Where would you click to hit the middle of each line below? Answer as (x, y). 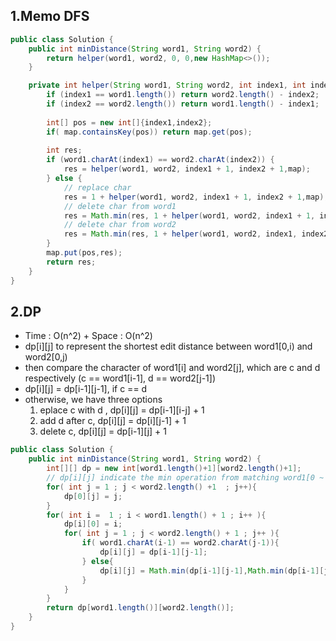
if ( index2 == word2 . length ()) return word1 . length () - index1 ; (183, 104)
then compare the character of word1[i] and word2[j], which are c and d (172, 368)
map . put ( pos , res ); (84, 253)
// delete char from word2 (120, 225)
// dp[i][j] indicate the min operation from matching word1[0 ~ (185, 478)
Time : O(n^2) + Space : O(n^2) (88, 336)
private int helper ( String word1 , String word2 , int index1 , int (167, 85)
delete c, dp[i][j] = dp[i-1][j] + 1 (103, 431)
